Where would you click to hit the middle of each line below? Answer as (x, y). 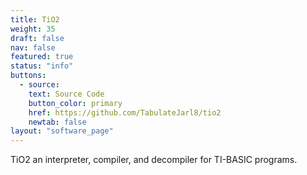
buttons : (28, 76)
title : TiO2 (35, 19)
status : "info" (42, 66)
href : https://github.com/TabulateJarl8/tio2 (125, 112)
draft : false (37, 38)
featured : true (42, 57)
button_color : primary (75, 103)
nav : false (33, 47)
